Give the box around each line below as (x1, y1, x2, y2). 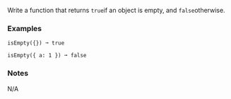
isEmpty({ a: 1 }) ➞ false (7, 52, 87, 59)
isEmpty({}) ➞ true (7, 40, 65, 47)
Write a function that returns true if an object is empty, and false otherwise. (7, 6, 225, 14)
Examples (7, 23, 42, 33)
